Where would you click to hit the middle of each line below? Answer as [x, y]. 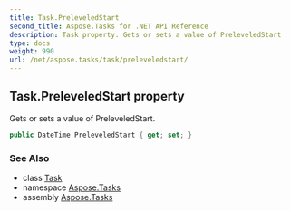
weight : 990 [32, 52]
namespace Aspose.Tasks [71, 187]
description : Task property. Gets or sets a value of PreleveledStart [145, 34]
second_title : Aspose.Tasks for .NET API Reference [109, 26]
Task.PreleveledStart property [97, 96]
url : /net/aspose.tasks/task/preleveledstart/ [99, 60]
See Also [29, 158]
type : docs [30, 43]
